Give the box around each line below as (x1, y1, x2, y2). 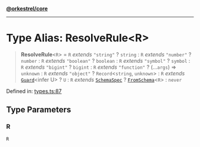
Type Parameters (6, 105, 71, 115)
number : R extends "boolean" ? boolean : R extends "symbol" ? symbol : (20, 57, 190, 64)
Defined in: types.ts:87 (6, 87, 62, 94)
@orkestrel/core (6, 5, 48, 12)
